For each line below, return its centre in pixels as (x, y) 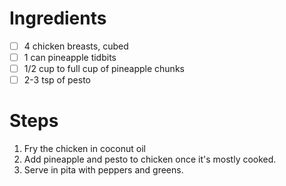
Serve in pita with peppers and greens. (103, 170)
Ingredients (58, 18)
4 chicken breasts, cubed (76, 46)
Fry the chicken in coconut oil (84, 149)
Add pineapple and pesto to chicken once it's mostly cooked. (150, 159)
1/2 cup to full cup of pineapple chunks (104, 69)
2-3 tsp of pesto (57, 80)
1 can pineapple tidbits (70, 57)
